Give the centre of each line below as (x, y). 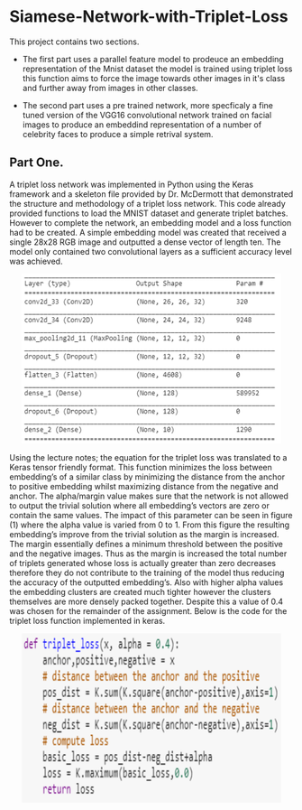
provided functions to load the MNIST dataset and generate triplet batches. (149, 213)
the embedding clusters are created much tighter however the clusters (141, 591)
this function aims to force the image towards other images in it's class (154, 78)
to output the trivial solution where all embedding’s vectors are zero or (140, 505)
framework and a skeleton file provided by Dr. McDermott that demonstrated (151, 194)
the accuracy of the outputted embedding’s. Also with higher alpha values (146, 582)
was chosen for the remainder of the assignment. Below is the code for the (148, 610)
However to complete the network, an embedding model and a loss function (151, 222)
